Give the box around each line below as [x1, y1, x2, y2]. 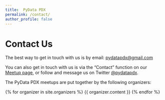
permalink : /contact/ [5, 12, 50, 17]
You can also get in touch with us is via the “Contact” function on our [5, 64, 147, 70]
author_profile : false [5, 16, 52, 21]
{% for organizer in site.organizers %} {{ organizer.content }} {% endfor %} [5, 89, 160, 95]
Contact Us [5, 38, 53, 49]
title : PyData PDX [5, 7, 46, 12]
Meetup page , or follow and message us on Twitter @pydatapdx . [5, 69, 138, 75]
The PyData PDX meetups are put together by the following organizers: [5, 79, 151, 85]
